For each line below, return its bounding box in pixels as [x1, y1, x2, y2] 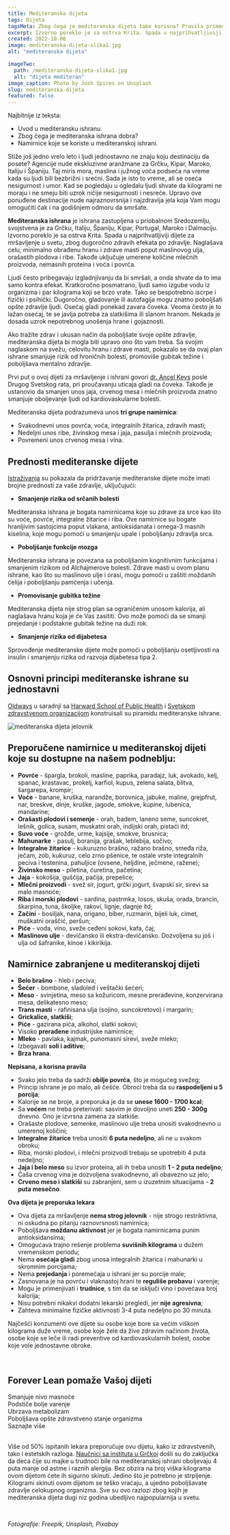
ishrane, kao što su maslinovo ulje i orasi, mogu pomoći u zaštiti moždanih [8, 570, 216, 579]
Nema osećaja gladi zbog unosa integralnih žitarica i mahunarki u [17, 1255, 203, 1264]
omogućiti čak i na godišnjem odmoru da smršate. [8, 204, 149, 212]
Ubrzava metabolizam [8, 1408, 70, 1416]
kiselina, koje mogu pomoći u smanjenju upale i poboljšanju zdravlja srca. [8, 529, 214, 538]
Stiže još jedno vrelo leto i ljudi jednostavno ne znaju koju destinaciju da [8, 152, 210, 161]
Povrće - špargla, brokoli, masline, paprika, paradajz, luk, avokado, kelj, [17, 771, 219, 779]
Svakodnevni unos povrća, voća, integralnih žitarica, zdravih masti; [17, 421, 207, 430]
